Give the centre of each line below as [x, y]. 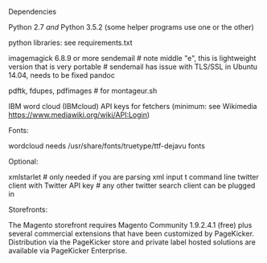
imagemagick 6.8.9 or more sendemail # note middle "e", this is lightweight [132, 58]
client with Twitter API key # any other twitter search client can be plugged [132, 185]
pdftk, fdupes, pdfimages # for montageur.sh [83, 91]
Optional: [23, 161]
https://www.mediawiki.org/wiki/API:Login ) [79, 115]
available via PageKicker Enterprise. [68, 251]
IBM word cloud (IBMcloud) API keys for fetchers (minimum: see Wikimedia [133, 106]
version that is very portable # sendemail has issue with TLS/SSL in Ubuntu [133, 67]
